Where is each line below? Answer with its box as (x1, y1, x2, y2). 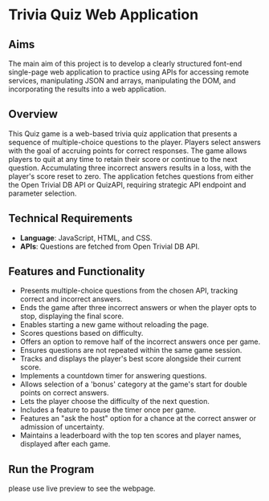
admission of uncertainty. (19, 422, 104, 432)
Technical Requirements (8, 212, 133, 225)
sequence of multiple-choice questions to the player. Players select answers (8, 137, 261, 147)
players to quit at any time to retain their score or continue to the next (8, 154, 238, 164)
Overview (8, 107, 59, 121)
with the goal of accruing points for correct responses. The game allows (8, 146, 247, 156)
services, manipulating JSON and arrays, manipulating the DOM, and (8, 76, 236, 85)
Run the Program (8, 463, 95, 476)
